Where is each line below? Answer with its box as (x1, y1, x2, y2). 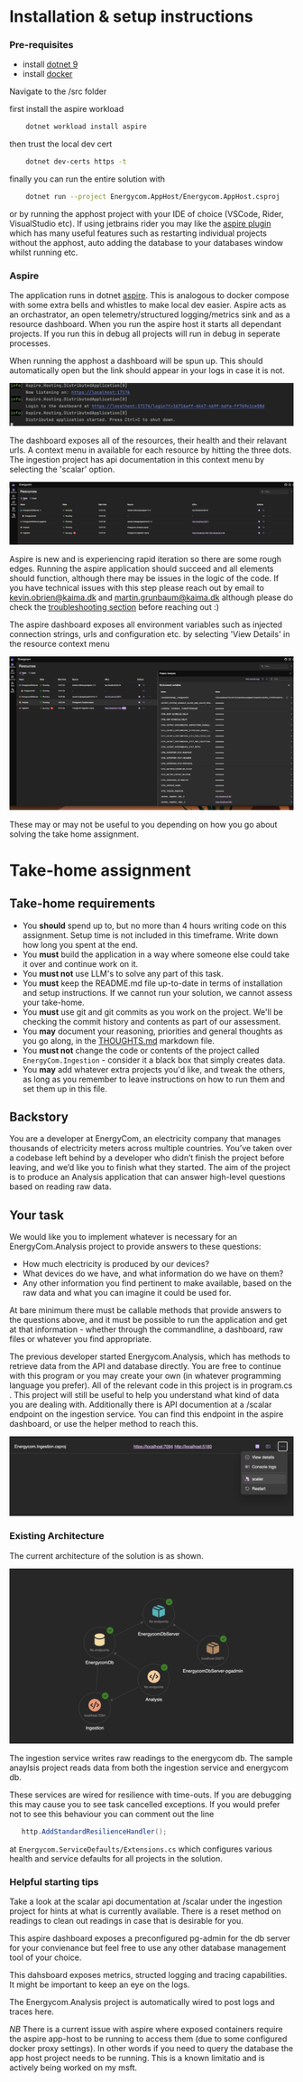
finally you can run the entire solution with (9, 173, 165, 184)
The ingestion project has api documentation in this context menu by (9, 455, 264, 465)
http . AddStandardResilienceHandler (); (21, 1827, 168, 1836)
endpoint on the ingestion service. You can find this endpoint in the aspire (9, 1409, 284, 1420)
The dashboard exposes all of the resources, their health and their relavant (9, 436, 287, 446)
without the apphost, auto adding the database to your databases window (9, 238, 284, 249)
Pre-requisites (9, 39, 74, 52)
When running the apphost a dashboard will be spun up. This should (9, 355, 263, 367)
